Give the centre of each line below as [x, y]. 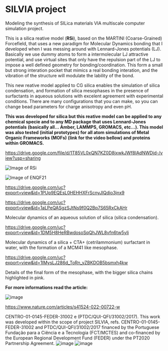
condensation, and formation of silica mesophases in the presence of [77, 90]
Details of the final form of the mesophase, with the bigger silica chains [79, 272]
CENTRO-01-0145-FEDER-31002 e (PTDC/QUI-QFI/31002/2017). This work [83, 316]
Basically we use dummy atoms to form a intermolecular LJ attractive [77, 54]
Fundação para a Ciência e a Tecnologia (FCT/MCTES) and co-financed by [83, 332]
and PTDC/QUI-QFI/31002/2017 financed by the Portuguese [97, 327]
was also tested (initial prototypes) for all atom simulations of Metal [77, 132]
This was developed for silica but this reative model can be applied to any [83, 116]
